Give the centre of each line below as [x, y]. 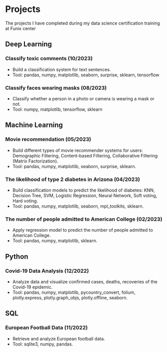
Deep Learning [28, 44]
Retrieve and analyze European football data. [58, 338]
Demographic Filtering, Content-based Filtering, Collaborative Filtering [85, 155]
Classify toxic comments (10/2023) [49, 59]
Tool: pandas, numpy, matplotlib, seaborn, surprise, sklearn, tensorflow [86, 75]
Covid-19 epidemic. [32, 287]
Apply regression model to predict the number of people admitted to [83, 230]
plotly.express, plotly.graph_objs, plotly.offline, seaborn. [70, 297]
